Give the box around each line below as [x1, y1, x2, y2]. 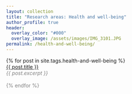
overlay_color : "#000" [11, 30, 67, 36]
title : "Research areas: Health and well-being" [6, 14, 127, 20]
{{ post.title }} [6, 63, 39, 70]
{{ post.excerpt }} [6, 69, 48, 76]
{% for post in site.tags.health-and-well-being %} [6, 57, 126, 64]
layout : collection [6, 8, 54, 15]
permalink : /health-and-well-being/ [6, 41, 95, 47]
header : [6, 25, 25, 31]
